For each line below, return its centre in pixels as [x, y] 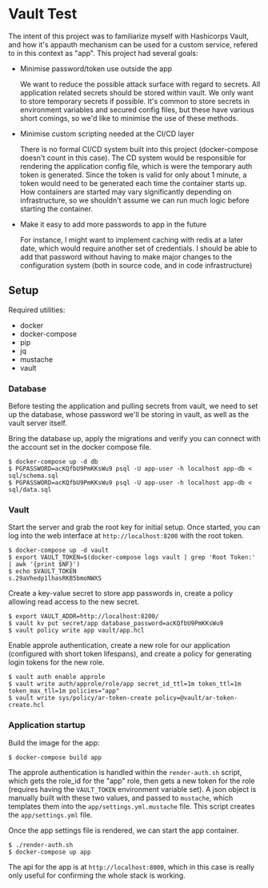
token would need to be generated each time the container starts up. [133, 183]
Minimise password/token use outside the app [96, 68]
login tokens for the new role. [56, 662]
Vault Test [43, 14]
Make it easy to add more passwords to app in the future [113, 224]
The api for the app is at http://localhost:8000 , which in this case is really [131, 866]
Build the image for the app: [54, 742]
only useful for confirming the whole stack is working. [97, 875]
